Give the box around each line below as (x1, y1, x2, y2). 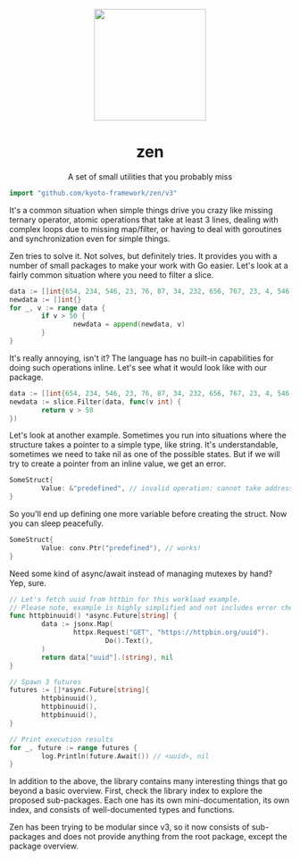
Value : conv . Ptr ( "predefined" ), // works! (41, 543, 202, 553)
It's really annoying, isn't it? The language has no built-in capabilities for (9, 353, 274, 363)
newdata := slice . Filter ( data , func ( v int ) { (9, 397, 181, 406)
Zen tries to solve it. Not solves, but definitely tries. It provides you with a (9, 250, 278, 261)
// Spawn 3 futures (9, 677, 82, 687)
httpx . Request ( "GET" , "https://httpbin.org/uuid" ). (72, 628, 270, 638)
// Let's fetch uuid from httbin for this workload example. (9, 595, 242, 604)
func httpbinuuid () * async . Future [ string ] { (9, 612, 178, 621)
